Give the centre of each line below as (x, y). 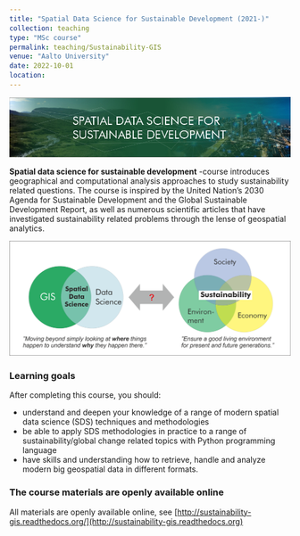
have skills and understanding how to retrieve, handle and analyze (144, 460)
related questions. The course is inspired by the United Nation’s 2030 (137, 190)
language (39, 450)
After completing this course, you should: (85, 395)
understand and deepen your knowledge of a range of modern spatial (150, 412)
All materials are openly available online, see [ (93, 512)
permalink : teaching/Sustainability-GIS (86, 47)
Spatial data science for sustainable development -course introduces (139, 171)
